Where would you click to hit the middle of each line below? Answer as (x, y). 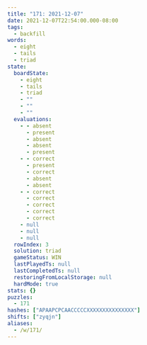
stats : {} (22, 290)
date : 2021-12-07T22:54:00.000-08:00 (63, 21)
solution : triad (37, 251)
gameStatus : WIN (37, 258)
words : (17, 40)
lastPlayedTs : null (42, 264)
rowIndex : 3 (31, 244)
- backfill (30, 34)
